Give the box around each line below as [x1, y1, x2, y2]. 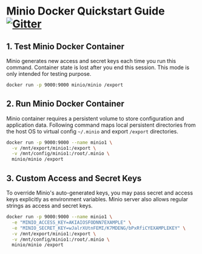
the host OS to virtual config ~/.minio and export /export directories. [6, 127, 179, 135]
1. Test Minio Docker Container [6, 41, 125, 52]
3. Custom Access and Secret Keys [6, 173, 142, 183]
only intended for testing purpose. [6, 70, 92, 77]
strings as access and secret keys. [6, 202, 93, 209]
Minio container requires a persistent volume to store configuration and [6, 115, 184, 122]
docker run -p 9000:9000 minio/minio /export [6, 82, 123, 88]
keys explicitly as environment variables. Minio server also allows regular [6, 196, 189, 202]
